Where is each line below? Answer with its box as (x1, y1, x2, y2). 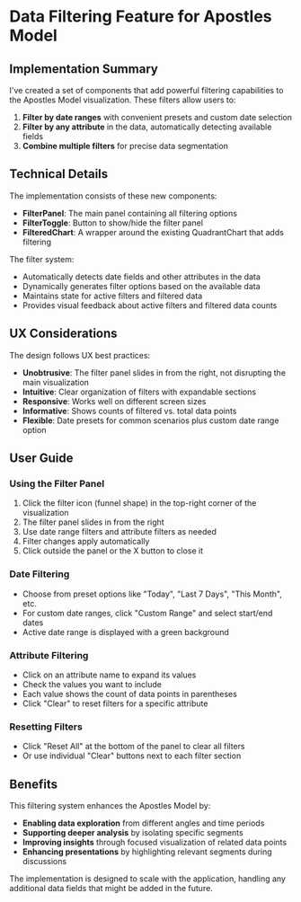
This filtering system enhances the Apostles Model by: (9, 800, 211, 811)
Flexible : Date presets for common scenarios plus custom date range (22, 415, 279, 426)
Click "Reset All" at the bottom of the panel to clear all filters (22, 741, 245, 752)
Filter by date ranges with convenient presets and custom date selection (22, 112, 293, 122)
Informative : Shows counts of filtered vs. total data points (22, 405, 237, 416)
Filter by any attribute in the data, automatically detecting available (22, 121, 272, 132)
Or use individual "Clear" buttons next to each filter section (22, 750, 242, 761)
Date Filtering (9, 568, 70, 580)
